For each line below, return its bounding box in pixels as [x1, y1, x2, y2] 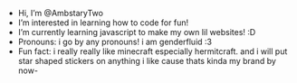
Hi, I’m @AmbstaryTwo [17, 8, 104, 18]
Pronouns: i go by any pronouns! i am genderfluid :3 [17, 36, 213, 47]
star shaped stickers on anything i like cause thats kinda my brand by [17, 56, 276, 66]
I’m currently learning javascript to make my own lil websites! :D [17, 27, 256, 37]
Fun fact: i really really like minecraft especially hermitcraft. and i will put [17, 46, 288, 57]
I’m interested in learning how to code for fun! [17, 17, 188, 28]
